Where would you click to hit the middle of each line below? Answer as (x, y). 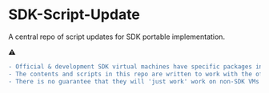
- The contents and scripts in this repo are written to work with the (130, 74)
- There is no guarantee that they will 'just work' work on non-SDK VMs (134, 81)
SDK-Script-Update (74, 15)
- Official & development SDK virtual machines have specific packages (130, 66)
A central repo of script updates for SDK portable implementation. (117, 37)
